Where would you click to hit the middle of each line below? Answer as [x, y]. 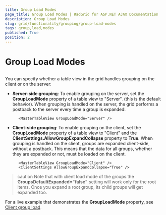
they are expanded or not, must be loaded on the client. [69, 154]
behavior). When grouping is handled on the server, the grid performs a [85, 104]
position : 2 [17, 38]
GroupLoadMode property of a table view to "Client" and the [75, 133]
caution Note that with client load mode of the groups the [76, 177]
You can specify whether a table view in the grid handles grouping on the [80, 79]
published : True [22, 33]
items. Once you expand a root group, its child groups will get [80, 187]
